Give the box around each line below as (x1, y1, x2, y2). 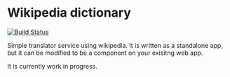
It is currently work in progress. (7, 62, 98, 70)
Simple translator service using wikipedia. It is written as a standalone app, (7, 41, 223, 49)
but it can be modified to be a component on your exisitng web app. (7, 49, 203, 57)
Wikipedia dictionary (7, 5, 132, 21)
